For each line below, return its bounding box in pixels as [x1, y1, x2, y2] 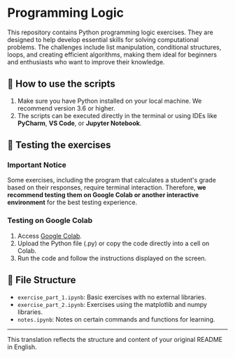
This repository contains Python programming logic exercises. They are [7, 28, 213, 36]
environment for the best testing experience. [7, 198, 138, 207]
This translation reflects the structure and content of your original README [7, 335, 222, 343]
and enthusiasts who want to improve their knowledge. [7, 57, 166, 66]
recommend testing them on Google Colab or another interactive [7, 191, 199, 199]
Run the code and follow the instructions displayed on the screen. [17, 254, 207, 262]
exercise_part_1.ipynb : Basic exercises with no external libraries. [17, 292, 206, 301]
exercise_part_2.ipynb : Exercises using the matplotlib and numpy [17, 300, 208, 308]
